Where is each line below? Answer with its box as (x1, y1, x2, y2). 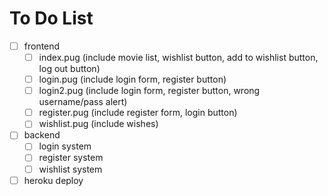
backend (23, 129, 61, 141)
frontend (23, 40, 61, 52)
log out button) (38, 63, 101, 75)
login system (38, 140, 92, 152)
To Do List (9, 7, 94, 30)
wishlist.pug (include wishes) (38, 118, 159, 130)
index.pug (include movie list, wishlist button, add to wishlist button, (38, 52, 319, 63)
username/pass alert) (38, 96, 128, 108)
